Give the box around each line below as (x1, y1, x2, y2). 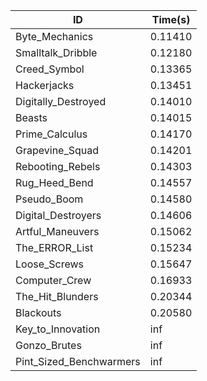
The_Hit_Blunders (15, 290, 99, 303)
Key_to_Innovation (15, 322, 101, 336)
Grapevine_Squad (15, 144, 100, 157)
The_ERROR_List (15, 241, 94, 254)
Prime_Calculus (15, 127, 88, 141)
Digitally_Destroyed (15, 95, 107, 108)
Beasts (15, 111, 48, 124)
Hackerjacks (15, 79, 75, 92)
